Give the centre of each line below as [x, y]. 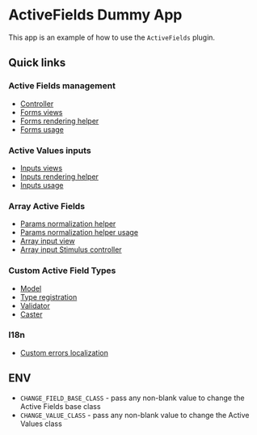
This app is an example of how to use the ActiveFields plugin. [112, 37]
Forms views [41, 112]
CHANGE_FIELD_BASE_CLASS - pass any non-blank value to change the [132, 398]
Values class [41, 424]
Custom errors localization [64, 352]
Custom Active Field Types [62, 271]
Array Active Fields [47, 206]
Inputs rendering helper [59, 177]
